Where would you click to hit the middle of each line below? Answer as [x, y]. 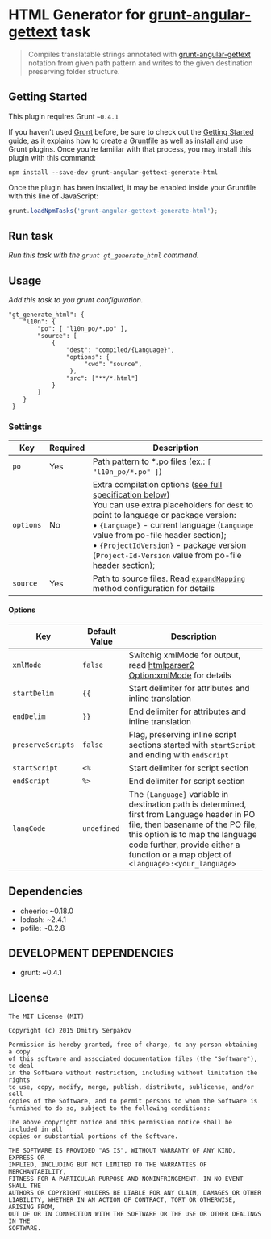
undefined [101, 828]
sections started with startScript [192, 745]
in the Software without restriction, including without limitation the [133, 1073]
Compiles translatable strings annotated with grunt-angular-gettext [140, 54]
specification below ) [131, 494]
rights [19, 1080]
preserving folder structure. [74, 71]
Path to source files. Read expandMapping [169, 578]
